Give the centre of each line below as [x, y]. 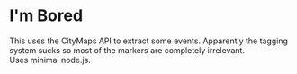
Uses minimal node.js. [50, 60]
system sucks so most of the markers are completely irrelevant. [127, 50]
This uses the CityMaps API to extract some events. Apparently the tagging [148, 41]
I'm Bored [46, 16]
